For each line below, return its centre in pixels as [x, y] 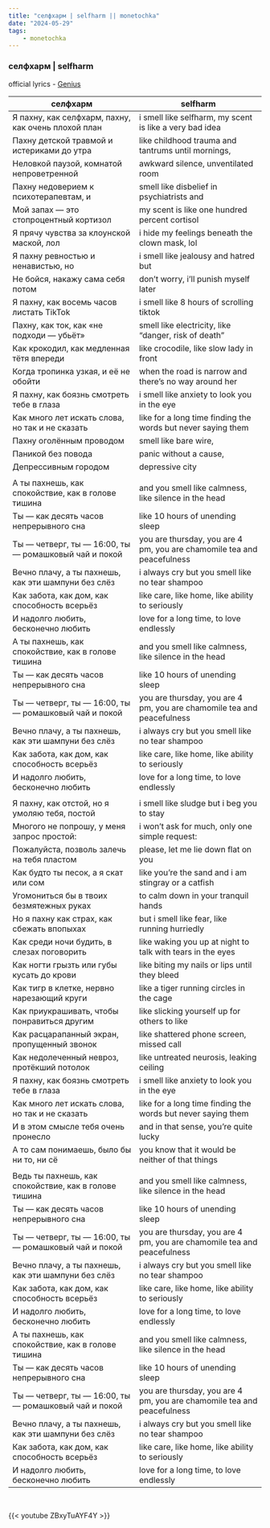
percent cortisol [169, 219]
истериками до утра [52, 150]
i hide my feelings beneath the [196, 232]
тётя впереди [39, 358]
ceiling [152, 1067]
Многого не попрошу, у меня [69, 826]
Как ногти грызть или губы [65, 965]
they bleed [159, 974]
